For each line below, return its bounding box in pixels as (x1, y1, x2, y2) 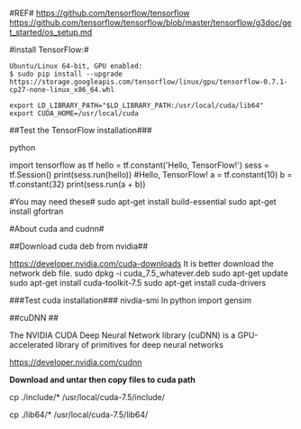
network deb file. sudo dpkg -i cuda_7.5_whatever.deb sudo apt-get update (9, 268, 288, 278)
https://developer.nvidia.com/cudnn (9, 357, 142, 368)
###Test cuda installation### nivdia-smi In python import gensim (9, 295, 252, 306)
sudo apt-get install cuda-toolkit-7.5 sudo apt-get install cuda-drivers (9, 278, 267, 288)
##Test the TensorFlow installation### (9, 125, 152, 135)
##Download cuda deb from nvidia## (9, 241, 149, 251)
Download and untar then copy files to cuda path (9, 374, 196, 385)
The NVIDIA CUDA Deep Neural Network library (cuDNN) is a (9, 330, 236, 341)
